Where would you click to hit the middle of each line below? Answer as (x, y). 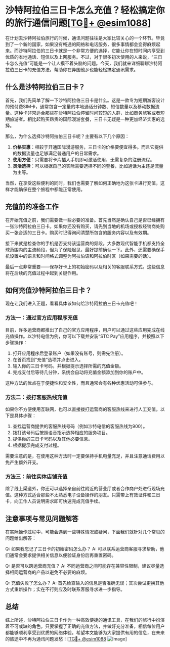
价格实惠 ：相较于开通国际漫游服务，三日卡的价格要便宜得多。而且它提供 (88, 147)
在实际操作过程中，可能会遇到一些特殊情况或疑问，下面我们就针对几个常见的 (85, 532)
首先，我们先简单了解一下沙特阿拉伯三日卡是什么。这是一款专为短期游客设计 (85, 100)
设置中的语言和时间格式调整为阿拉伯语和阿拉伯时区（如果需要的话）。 (81, 256)
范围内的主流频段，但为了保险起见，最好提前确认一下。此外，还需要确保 (85, 249)
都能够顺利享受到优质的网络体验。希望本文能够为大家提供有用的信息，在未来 (85, 632)
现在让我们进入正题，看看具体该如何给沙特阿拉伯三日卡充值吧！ (72, 303)
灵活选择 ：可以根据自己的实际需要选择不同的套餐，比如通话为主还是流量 (88, 166)
